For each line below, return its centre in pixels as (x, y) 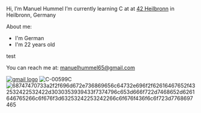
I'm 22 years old (35, 45)
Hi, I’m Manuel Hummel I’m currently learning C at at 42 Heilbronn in (91, 9)
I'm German (29, 38)
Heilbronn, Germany (31, 15)
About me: (19, 27)
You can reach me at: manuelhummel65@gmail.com (70, 68)
